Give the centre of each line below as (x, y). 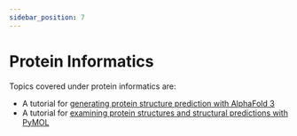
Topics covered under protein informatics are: (93, 86)
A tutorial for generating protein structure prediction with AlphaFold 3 (148, 103)
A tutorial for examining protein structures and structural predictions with (155, 113)
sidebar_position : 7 (47, 17)
